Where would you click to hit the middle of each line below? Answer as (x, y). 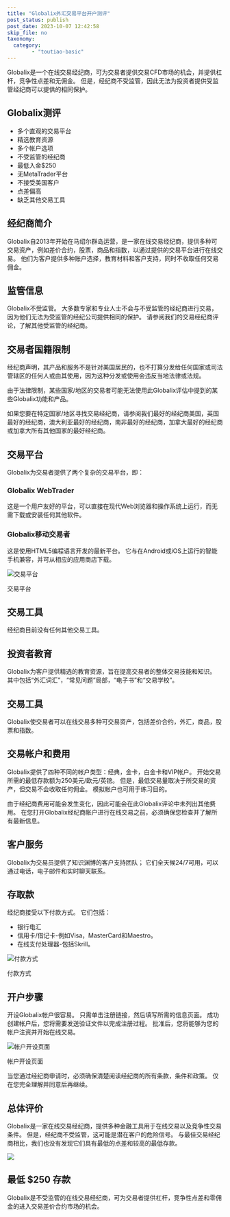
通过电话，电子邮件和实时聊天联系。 (58, 871)
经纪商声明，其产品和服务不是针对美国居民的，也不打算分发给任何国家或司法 (115, 367)
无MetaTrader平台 (42, 174)
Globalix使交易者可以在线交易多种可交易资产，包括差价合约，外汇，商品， (112, 721)
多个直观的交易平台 (44, 130)
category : (27, 45)
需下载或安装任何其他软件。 (46, 515)
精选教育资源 (35, 139)
